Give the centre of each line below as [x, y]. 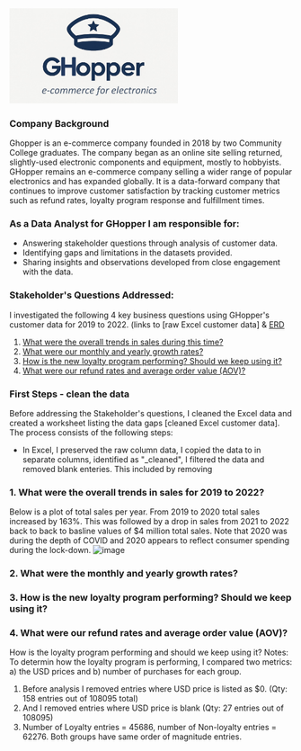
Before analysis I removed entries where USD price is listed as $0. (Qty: [155, 689]
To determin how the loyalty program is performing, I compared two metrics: [151, 662]
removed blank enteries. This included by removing [117, 469]
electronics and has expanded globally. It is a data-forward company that [145, 182]
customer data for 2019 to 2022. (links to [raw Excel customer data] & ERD [147, 324]
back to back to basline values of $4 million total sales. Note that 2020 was [148, 531]
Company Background [59, 123]
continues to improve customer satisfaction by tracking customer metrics [145, 191]
